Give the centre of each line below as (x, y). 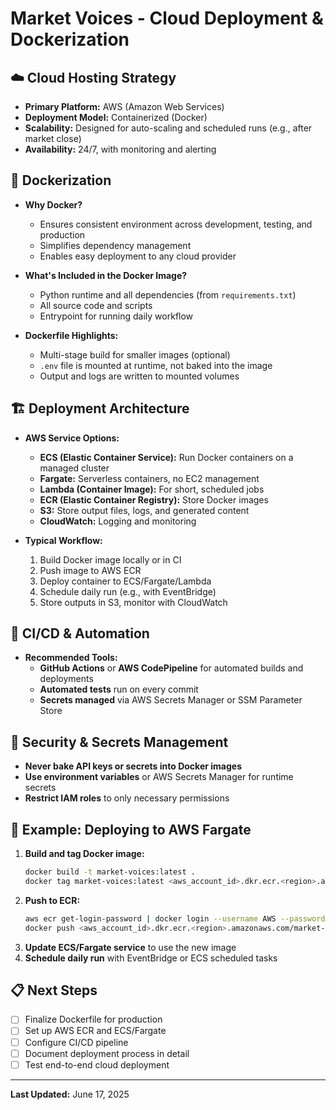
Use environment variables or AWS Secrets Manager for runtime (159, 777)
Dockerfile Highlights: (71, 335)
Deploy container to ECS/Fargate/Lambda (125, 581)
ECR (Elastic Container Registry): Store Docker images (154, 499)
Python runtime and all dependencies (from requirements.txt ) (168, 294)
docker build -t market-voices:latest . (110, 872)
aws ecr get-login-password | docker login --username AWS (150, 918)
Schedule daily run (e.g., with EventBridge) (128, 591)
